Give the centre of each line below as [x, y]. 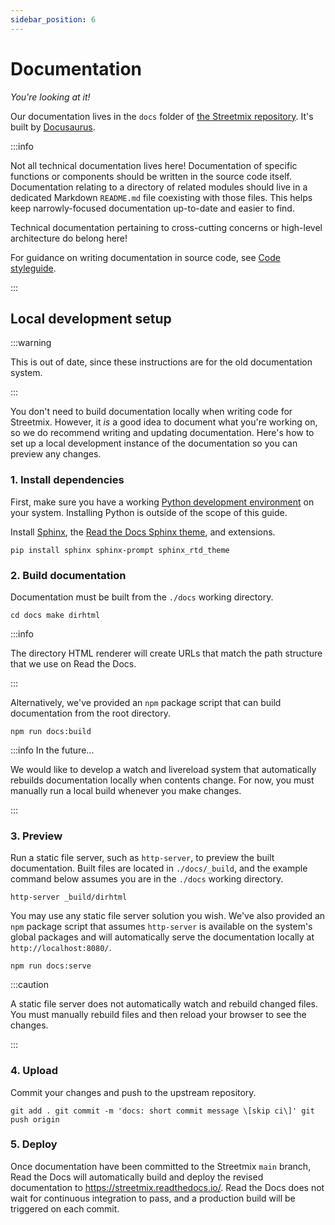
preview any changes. [56, 454]
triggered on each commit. [65, 1208]
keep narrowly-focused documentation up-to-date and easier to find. [152, 208]
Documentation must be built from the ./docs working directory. [142, 597]
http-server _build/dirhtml [69, 897]
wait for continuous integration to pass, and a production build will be [153, 1198]
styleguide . [33, 268]
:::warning [31, 343]
